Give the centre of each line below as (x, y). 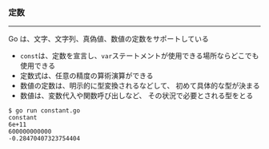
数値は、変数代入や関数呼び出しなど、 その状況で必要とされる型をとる (137, 96)
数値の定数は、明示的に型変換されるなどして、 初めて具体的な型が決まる (140, 86)
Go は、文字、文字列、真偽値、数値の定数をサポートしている (109, 39)
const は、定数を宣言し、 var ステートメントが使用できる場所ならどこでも (139, 56)
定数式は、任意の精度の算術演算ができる (86, 76)
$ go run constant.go (44, 111)
